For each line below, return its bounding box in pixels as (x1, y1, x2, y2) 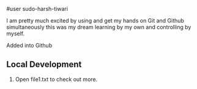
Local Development (6, 59, 82, 69)
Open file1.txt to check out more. (15, 76, 98, 83)
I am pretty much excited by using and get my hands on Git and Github (6, 17, 185, 24)
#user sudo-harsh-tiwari (6, 5, 69, 12)
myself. (6, 30, 25, 37)
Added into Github (6, 42, 53, 49)
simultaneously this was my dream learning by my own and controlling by (6, 24, 191, 30)
